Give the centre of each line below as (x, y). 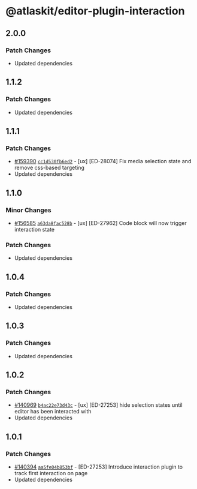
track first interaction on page (51, 473)
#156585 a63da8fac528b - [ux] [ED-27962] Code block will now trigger (100, 223)
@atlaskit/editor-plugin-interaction (95, 11)
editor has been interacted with (53, 412)
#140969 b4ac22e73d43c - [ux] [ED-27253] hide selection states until (99, 405)
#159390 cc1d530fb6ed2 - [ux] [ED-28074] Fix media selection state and (103, 161)
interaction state (34, 229)
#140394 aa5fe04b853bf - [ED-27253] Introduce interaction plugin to (99, 467)
